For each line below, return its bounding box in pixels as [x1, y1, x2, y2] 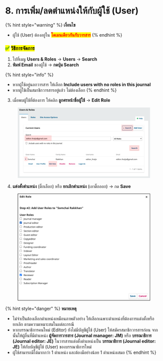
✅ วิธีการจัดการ [5, 45, 35, 52]
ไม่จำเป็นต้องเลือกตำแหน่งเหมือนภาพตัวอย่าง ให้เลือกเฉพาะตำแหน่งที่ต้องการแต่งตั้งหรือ [12, 315, 154, 321]
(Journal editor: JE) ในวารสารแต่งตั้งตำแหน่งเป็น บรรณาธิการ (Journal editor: [12, 338, 156, 344]
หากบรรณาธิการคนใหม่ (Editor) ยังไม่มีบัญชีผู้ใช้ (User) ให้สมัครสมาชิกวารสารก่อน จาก [12, 326, 158, 333]
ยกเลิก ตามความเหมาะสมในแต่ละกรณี [12, 321, 74, 327]
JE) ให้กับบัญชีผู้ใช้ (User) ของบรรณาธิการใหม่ [12, 343, 91, 349]
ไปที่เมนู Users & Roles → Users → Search [12, 56, 97, 62]
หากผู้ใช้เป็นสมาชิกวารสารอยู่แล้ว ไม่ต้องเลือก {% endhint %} [12, 87, 117, 93]
